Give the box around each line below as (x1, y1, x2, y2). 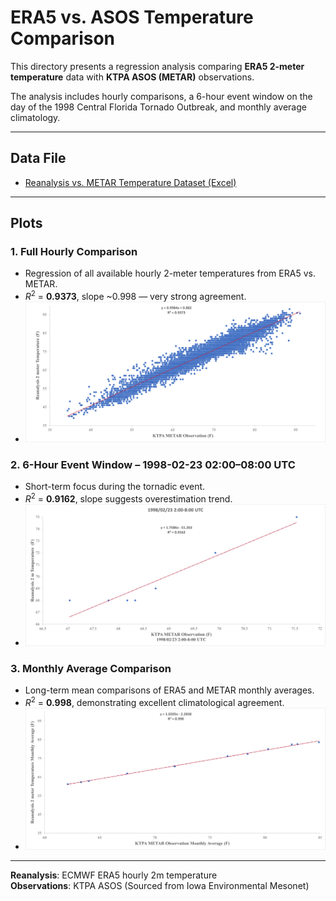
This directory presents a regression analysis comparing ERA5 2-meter (10, 60, 305, 72)
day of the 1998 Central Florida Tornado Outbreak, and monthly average (10, 101, 307, 113)
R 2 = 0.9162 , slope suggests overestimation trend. (24, 491, 233, 505)
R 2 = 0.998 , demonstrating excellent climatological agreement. (24, 695, 285, 709)
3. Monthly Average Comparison (10, 662, 172, 676)
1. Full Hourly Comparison (10, 245, 138, 259)
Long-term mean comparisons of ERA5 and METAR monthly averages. (24, 684, 315, 696)
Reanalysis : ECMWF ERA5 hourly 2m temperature (10, 869, 218, 881)
